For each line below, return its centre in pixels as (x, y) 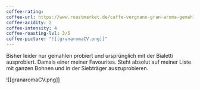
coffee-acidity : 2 (29, 22)
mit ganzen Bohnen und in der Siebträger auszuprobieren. (77, 68)
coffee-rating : (25, 11)
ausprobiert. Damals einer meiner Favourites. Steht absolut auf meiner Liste (99, 62)
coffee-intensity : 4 (32, 28)
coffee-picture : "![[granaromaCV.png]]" (57, 39)
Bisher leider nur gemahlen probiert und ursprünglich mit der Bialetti (90, 56)
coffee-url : (21, 17)
